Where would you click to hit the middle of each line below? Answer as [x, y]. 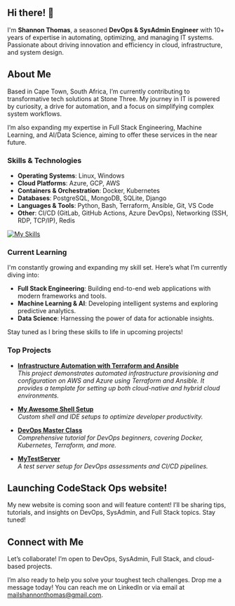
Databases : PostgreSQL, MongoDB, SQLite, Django [92, 198]
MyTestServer [39, 459]
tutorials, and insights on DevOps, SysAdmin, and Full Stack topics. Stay [112, 513]
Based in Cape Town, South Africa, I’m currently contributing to [99, 91]
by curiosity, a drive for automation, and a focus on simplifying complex [110, 106]
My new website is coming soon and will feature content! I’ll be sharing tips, [117, 505]
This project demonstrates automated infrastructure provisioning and [118, 373]
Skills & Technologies [45, 160]
